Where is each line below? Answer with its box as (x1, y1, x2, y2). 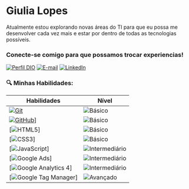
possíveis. (6, 36, 31, 43)
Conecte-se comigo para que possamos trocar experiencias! (6, 50, 184, 59)
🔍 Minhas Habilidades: (6, 79, 74, 87)
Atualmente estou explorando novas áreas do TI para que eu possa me (6, 23, 178, 31)
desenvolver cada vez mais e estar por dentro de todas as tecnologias (6, 29, 177, 36)
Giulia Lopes (6, 4, 68, 18)
